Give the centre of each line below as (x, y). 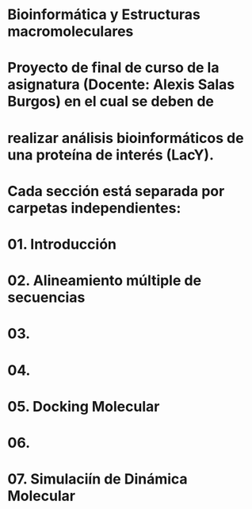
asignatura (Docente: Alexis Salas (121, 85)
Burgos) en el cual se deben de (111, 102)
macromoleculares (71, 31)
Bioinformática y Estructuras (104, 15)
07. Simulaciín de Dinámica (97, 479)
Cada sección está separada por (116, 191)
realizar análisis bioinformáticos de (126, 138)
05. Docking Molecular (84, 406)
